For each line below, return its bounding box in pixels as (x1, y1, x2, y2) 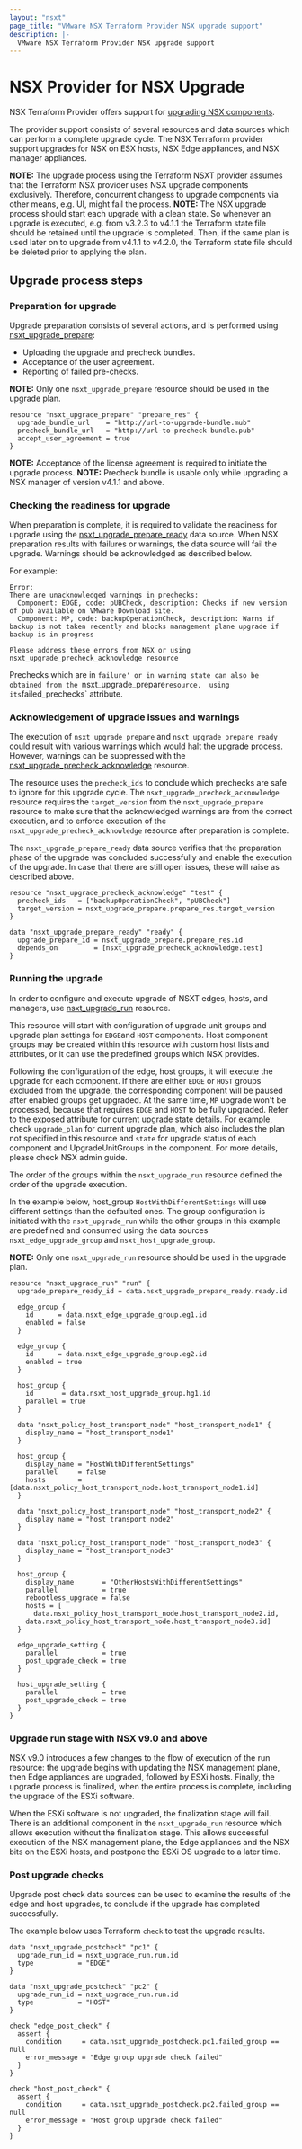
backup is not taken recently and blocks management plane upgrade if (9, 622, 280, 632)
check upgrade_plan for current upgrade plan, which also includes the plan (9, 1123, 286, 1133)
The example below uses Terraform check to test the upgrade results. (9, 1925, 266, 1937)
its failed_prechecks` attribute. (9, 688, 123, 699)
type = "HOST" (17, 1998, 111, 2007)
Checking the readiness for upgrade (9, 499, 171, 511)
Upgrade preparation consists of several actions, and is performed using (9, 320, 279, 331)
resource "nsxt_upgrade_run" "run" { (9, 1278, 151, 1288)
